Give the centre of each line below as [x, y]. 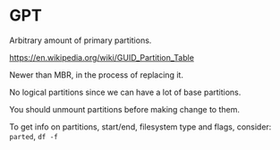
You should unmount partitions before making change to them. [124, 109]
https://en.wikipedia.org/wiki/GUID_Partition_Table [102, 57]
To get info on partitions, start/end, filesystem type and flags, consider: [140, 127]
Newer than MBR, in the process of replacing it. [96, 75]
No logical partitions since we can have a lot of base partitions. [125, 92]
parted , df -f [34, 136]
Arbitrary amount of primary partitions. [81, 40]
